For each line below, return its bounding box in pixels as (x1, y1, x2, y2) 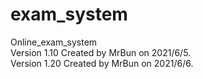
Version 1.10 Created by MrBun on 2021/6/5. (10, 46, 192, 58)
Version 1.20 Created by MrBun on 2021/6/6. (10, 57, 194, 69)
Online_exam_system (10, 36, 98, 48)
